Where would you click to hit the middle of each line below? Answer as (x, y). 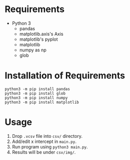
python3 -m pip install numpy (36, 98)
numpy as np (33, 50)
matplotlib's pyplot (39, 39)
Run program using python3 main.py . (50, 146)
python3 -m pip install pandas (37, 89)
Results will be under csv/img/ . (44, 152)
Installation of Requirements (65, 76)
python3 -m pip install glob (35, 93)
